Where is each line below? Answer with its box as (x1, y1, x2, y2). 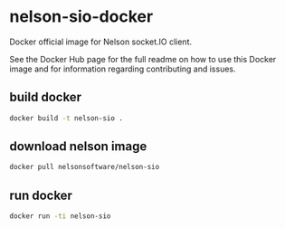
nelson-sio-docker (9, 6, 154, 27)
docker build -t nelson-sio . (9, 113, 124, 123)
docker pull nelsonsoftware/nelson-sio (9, 163, 160, 172)
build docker (9, 90, 82, 105)
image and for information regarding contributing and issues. (9, 63, 237, 74)
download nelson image (9, 138, 147, 155)
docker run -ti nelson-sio (9, 212, 111, 221)
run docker (9, 187, 72, 203)
